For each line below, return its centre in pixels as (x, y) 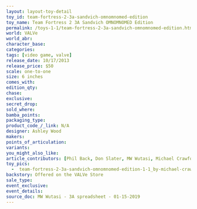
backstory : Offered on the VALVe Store (55, 175)
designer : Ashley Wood (34, 131)
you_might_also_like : (33, 153)
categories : (21, 50)
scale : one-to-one (28, 71)
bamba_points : (23, 115)
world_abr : (19, 39)
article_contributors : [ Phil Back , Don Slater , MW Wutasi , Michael (90, 159)
